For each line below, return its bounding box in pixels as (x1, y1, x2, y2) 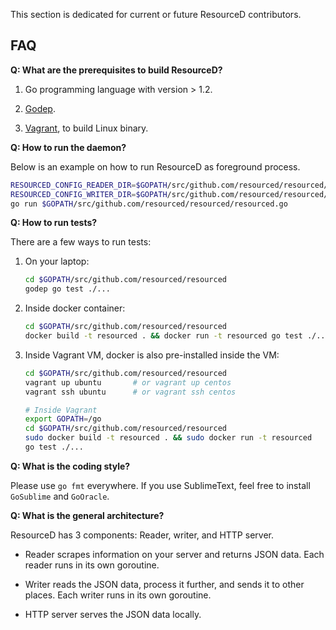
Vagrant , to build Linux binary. (24, 122, 149, 134)
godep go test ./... (24, 284, 111, 294)
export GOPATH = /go (24, 414, 102, 424)
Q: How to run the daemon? (10, 141, 127, 153)
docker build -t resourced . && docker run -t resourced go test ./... (24, 331, 330, 341)
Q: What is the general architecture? (10, 509, 165, 521)
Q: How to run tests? (10, 217, 98, 229)
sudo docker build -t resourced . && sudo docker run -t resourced (24, 433, 313, 443)
